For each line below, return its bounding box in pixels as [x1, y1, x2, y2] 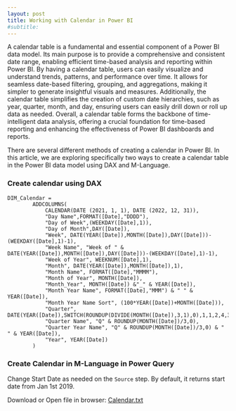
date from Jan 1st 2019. [7, 381, 75, 391]
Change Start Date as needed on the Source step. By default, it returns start [7, 374, 225, 383]
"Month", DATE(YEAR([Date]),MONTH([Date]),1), [44, 262, 184, 270]
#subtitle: [7, 23, 39, 30]
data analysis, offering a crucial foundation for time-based [37, 118, 206, 126]
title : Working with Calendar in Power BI [7, 17, 133, 24]
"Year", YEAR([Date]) [44, 336, 109, 343]
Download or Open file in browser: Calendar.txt [7, 396, 144, 404]
